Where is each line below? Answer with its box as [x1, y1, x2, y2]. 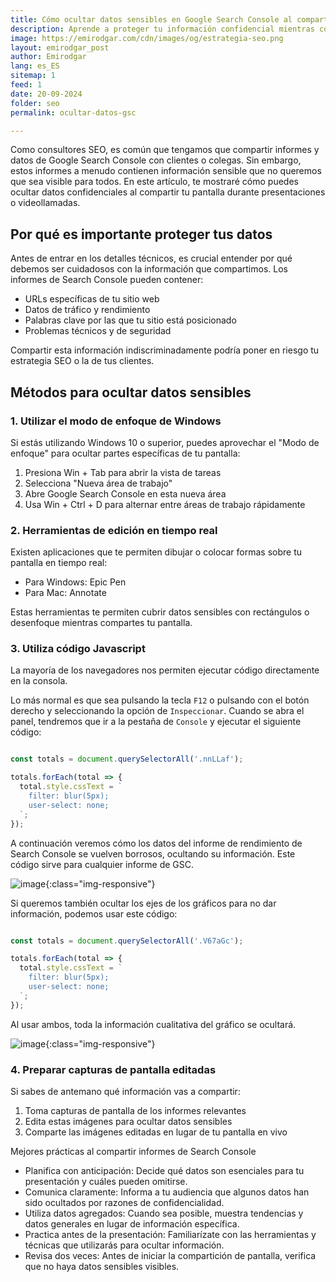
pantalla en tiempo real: [10, 557, 108, 569]
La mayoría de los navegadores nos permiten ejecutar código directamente [10, 664, 320, 676]
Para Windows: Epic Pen [24, 576, 127, 588]
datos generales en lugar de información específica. [24, 1218, 240, 1230]
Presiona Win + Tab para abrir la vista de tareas [24, 466, 222, 478]
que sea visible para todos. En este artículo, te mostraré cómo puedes [10, 176, 299, 188]
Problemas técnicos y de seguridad [24, 325, 172, 337]
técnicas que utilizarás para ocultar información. [24, 1239, 225, 1251]
